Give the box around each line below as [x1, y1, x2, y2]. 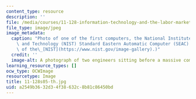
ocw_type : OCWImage [6, 68, 54, 74]
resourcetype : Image [6, 73, 57, 79]
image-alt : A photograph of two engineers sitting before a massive [11, 57, 181, 63]
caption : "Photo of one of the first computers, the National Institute [11, 36, 192, 41]
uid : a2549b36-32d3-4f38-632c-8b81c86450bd [6, 84, 114, 90]
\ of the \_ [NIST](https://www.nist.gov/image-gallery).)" [16, 47, 160, 52]
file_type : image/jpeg [6, 24, 61, 31]
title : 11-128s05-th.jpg [6, 79, 66, 85]
